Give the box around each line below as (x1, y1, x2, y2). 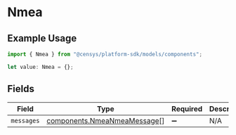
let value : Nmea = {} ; (7, 63, 74, 70)
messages (11, 117, 40, 124)
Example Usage (7, 32, 77, 44)
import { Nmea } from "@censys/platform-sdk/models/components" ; (7, 51, 202, 58)
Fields (7, 83, 35, 95)
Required (171, 103, 203, 113)
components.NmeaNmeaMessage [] (46, 115, 165, 125)
